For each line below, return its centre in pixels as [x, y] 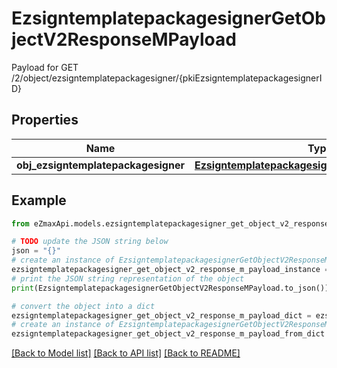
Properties [45, 120]
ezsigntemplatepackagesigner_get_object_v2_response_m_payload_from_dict [168, 334]
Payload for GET [45, 67]
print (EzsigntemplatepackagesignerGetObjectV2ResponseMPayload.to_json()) [170, 288]
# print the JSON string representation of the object [128, 278]
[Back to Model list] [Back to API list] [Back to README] [126, 353]
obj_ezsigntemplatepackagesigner [100, 165]
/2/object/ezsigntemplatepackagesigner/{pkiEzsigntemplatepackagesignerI [167, 78]
